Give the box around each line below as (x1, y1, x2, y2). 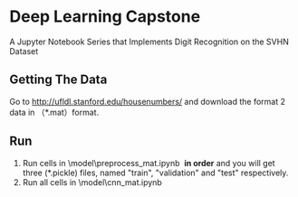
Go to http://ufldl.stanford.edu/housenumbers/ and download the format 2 (9, 96, 285, 107)
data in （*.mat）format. (9, 107, 100, 117)
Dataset (9, 45, 39, 56)
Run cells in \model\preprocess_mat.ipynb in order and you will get (22, 157, 275, 168)
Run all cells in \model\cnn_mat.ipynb (22, 176, 163, 187)
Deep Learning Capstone (9, 6, 201, 27)
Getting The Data (9, 72, 108, 88)
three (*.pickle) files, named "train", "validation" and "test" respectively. (22, 167, 289, 178)
